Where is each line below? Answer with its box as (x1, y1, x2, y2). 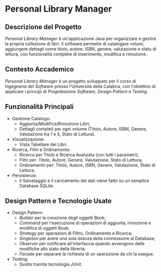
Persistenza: (12, 172, 37, 178)
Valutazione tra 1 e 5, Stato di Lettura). (19, 131, 96, 137)
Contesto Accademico (5, 65, 74, 73)
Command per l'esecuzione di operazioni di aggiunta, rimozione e (19, 220, 151, 226)
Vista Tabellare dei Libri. (19, 141, 68, 147)
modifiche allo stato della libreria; (19, 246, 86, 252)
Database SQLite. (19, 182, 54, 188)
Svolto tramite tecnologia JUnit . (19, 261, 82, 267)
